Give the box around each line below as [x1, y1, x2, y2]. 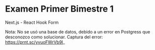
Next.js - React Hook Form [5, 19, 59, 25]
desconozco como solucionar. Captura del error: [5, 34, 103, 40]
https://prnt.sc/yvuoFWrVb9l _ [5, 39, 65, 45]
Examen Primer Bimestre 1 [5, 3, 114, 15]
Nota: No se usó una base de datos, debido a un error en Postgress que [5, 29, 151, 34]
